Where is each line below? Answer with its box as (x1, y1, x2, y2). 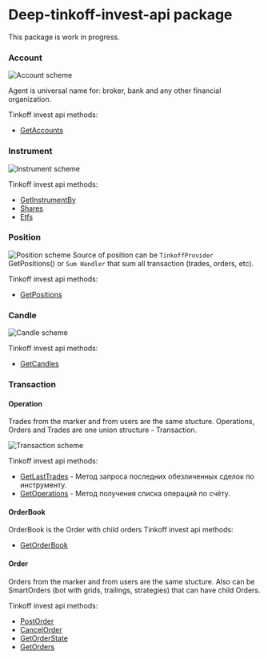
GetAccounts (19, 126, 64, 135)
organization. (8, 95, 52, 104)
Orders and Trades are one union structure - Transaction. (8, 425, 198, 435)
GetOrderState (19, 633, 68, 643)
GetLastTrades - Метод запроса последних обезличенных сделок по (19, 471, 254, 482)
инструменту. (19, 480, 67, 490)
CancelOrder (19, 625, 62, 634)
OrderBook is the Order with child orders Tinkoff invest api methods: (8, 525, 234, 535)
